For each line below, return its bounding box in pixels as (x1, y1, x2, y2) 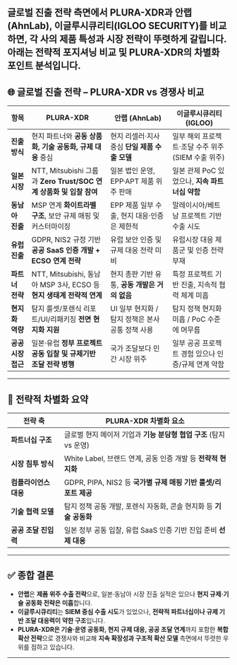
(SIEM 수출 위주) (172, 153, 225, 163)
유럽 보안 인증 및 (110, 235, 162, 245)
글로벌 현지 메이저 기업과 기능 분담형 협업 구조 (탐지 (63, 430, 226, 440)
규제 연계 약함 (181, 359, 224, 369)
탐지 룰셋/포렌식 (31, 303, 82, 313)
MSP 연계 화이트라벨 (31, 200, 97, 210)
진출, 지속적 (181, 280, 217, 290)
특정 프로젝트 (172, 270, 214, 279)
